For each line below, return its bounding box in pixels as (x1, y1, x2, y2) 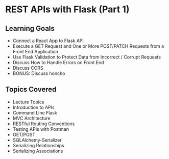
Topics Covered (5, 85, 57, 94)
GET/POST (12, 131, 36, 137)
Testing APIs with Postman (12, 126, 69, 132)
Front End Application (12, 49, 59, 54)
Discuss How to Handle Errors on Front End (12, 59, 104, 65)
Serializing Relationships (12, 142, 65, 148)
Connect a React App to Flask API (12, 37, 84, 44)
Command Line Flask (12, 109, 57, 116)
